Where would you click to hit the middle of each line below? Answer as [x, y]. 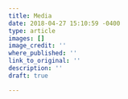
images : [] [27, 38]
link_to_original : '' [45, 61]
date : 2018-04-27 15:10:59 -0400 [64, 23]
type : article [32, 31]
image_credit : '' [37, 46]
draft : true [28, 76]
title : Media [30, 16]
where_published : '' [43, 53]
